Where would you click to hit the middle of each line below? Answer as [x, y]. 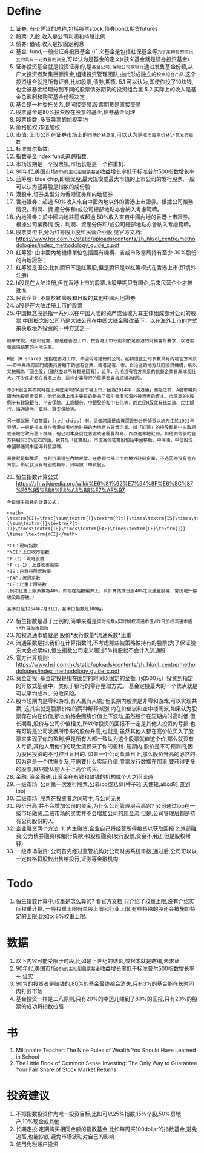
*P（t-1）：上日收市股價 [33, 565]
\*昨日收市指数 [32, 628]
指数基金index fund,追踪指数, [52, 156]
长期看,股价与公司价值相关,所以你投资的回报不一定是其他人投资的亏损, [103, 723]
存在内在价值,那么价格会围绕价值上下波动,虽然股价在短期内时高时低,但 [108, 716]
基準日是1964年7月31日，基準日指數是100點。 [57, 609]
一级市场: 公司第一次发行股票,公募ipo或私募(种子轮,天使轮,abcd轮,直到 [103, 784]
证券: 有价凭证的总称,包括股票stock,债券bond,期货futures [87, 28]
